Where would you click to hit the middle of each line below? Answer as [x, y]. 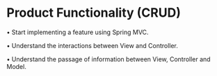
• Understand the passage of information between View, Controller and [108, 59]
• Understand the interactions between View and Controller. [93, 45]
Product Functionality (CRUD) [94, 13]
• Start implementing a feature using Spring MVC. [78, 32]
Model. [17, 66]
